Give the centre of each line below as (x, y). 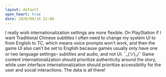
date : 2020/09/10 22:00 (30, 19)
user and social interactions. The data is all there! (55, 70)
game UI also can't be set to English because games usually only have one (81, 48)
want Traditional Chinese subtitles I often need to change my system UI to (81, 38)
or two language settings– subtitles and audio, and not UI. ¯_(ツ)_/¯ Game (80, 54)
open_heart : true (23, 14)
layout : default (22, 10)
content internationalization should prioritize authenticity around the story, (81, 60)
